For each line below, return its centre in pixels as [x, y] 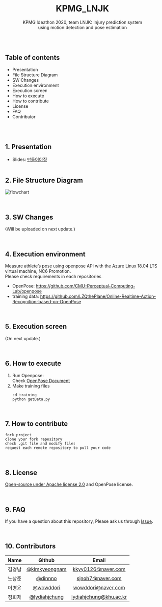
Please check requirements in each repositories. [54, 276]
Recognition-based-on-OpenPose [47, 302]
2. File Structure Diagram [44, 180]
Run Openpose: [28, 375]
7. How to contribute [37, 424]
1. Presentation [28, 147]
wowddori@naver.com [99, 587]
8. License [21, 472]
